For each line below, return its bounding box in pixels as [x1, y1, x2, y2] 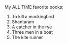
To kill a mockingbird [11, 14, 54, 19]
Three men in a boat [11, 29, 53, 35]
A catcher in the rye [11, 24, 52, 30]
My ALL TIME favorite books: [4, 4, 64, 10]
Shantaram [11, 19, 34, 24]
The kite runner [11, 34, 43, 40]
